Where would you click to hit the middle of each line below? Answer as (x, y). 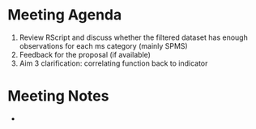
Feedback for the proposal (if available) (85, 54)
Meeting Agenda (65, 15)
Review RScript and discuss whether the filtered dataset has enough (133, 37)
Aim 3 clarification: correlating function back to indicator (113, 63)
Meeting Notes (58, 96)
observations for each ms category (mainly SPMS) (103, 45)
